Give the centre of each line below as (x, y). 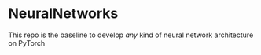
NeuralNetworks (63, 14)
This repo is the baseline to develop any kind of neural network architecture (131, 35)
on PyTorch (27, 43)
